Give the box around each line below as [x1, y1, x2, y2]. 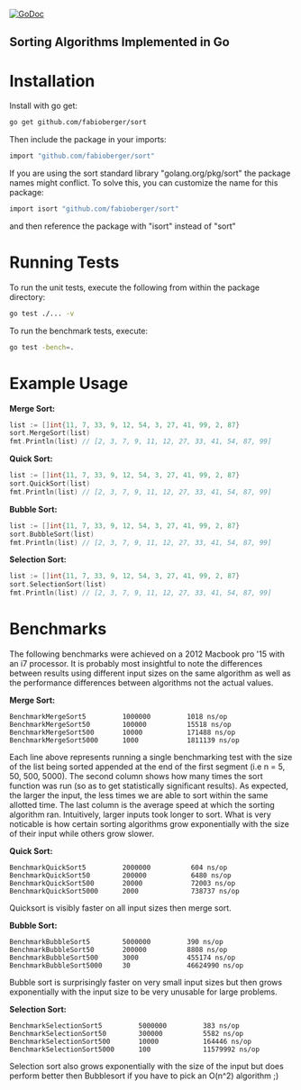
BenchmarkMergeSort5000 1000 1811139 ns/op [9, 736, 241, 745]
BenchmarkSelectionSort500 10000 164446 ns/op [9, 1037, 252, 1047]
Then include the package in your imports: [9, 134, 167, 145]
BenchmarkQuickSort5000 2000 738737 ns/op [9, 887, 241, 896]
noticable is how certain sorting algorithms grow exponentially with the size [9, 819, 290, 830]
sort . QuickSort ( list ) [9, 479, 91, 488]
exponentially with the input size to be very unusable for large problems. [9, 986, 278, 997]
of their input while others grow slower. [9, 829, 155, 840]
